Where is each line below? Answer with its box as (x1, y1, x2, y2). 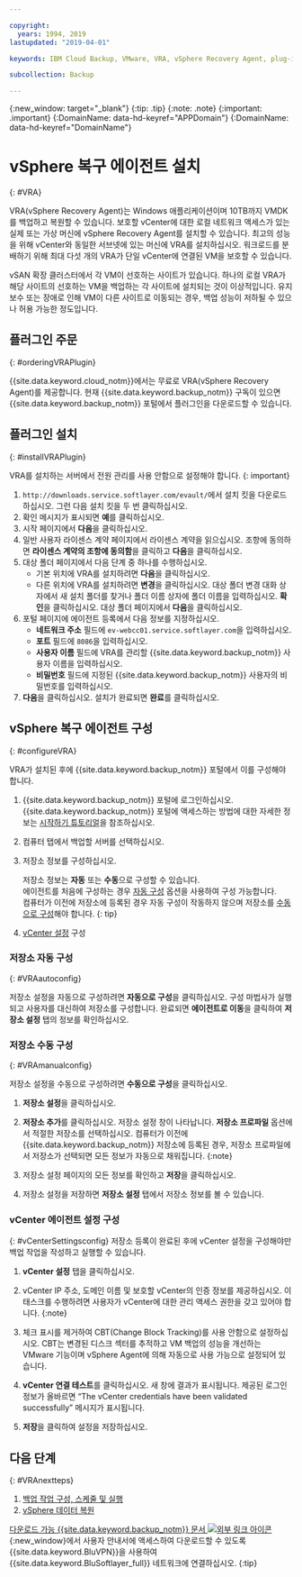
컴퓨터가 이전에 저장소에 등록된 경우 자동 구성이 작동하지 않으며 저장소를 (22, 897, 275, 907)
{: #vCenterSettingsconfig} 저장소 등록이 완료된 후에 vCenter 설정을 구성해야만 (9, 1235, 292, 1246)
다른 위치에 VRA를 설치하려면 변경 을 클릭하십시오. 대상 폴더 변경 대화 (35, 579, 278, 590)
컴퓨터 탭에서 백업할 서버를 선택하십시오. (22, 835, 164, 847)
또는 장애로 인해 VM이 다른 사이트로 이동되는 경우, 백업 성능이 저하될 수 (25, 292, 276, 303)
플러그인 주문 (9, 333, 78, 348)
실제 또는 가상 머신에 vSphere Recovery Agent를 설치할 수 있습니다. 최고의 (9, 228, 274, 239)
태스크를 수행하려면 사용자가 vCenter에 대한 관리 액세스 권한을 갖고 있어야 (22, 1297, 283, 1308)
